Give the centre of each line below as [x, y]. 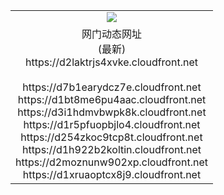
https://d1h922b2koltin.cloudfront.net [111, 149]
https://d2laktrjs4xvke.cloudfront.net [111, 62]
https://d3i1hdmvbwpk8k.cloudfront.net [112, 112]
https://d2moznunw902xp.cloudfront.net [111, 162]
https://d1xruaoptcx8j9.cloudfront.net [112, 174]
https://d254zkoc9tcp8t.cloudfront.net [111, 137]
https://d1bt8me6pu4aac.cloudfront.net [112, 99]
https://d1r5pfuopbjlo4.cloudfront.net [112, 124]
